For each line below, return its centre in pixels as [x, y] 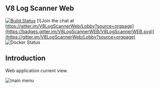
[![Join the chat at [55, 20]
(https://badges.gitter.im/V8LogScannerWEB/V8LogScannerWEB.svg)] [80, 31]
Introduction [26, 58]
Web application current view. [37, 70]
